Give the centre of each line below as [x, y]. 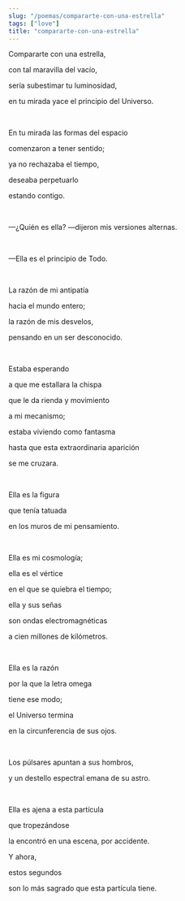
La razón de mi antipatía [49, 290]
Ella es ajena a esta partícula [56, 810]
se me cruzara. [34, 463]
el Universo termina [41, 715]
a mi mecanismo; [37, 416]
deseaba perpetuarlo [43, 180]
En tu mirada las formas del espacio [68, 133]
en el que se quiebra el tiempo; [60, 589]
